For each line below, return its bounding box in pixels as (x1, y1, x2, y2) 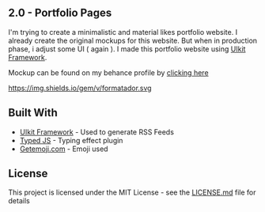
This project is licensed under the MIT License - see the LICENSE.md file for (8, 187, 256, 197)
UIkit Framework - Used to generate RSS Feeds (19, 127, 174, 137)
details (8, 196, 30, 206)
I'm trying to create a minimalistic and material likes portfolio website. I (8, 27, 238, 36)
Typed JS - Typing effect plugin (19, 135, 123, 145)
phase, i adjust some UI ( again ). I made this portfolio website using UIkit (8, 44, 246, 54)
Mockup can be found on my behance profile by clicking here (8, 67, 209, 78)
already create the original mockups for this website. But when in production (8, 36, 258, 45)
